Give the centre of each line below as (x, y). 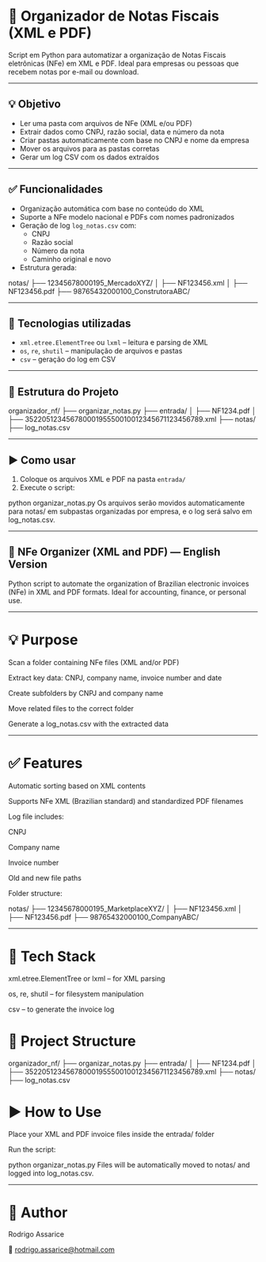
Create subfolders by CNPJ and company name (86, 693)
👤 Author (38, 1212)
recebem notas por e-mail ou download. (74, 71)
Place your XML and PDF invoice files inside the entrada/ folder (112, 1134)
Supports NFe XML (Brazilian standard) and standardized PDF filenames (126, 801)
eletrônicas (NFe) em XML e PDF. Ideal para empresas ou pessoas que (123, 63)
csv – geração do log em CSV (68, 359)
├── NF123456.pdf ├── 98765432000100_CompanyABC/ (104, 917)
